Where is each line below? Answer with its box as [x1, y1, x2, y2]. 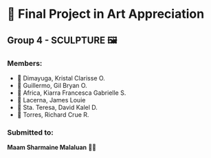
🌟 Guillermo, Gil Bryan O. [16, 81, 87, 89]
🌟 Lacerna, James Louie [16, 95, 86, 104]
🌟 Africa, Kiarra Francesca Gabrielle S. [16, 89, 126, 97]
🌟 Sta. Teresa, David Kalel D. [16, 103, 98, 111]
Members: [7, 58, 43, 68]
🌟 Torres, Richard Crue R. [16, 110, 89, 119]
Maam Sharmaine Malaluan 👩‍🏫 [7, 144, 97, 152]
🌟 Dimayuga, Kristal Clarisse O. [16, 74, 105, 82]
